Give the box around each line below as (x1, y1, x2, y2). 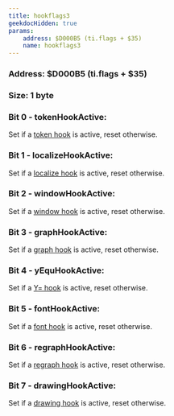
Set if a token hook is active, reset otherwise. (8, 130, 159, 139)
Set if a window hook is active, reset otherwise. (8, 206, 165, 216)
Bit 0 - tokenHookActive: (8, 111, 107, 122)
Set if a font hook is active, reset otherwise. (8, 321, 153, 331)
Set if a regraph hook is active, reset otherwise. (8, 360, 166, 370)
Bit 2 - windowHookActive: (8, 188, 115, 200)
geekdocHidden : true (8, 19, 78, 27)
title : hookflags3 (8, 11, 70, 20)
